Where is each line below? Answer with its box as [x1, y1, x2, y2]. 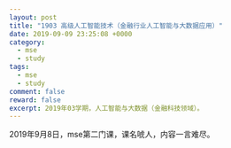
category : [9, 37, 46, 47]
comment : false [9, 87, 65, 96]
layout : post [9, 12, 58, 22]
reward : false [9, 95, 62, 105]
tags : [9, 63, 29, 72]
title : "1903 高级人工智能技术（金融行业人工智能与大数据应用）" [9, 21, 223, 30]
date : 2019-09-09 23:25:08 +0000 [9, 29, 133, 38]
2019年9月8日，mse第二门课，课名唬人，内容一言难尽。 [9, 129, 215, 140]
